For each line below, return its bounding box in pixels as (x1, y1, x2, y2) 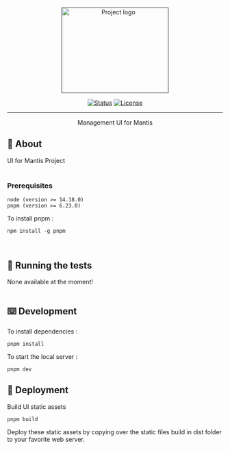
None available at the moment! (7, 277, 94, 286)
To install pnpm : (7, 214, 54, 223)
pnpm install (7, 340, 44, 347)
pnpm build (7, 416, 38, 423)
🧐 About (7, 138, 42, 150)
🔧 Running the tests (7, 260, 92, 271)
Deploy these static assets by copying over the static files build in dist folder (7, 427, 222, 436)
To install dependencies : (7, 327, 78, 336)
